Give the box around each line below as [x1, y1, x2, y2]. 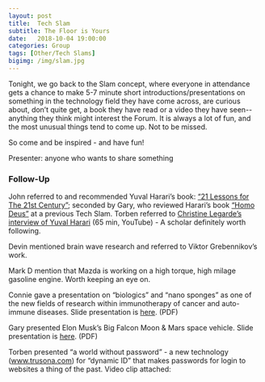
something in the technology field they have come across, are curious [8, 96, 241, 106]
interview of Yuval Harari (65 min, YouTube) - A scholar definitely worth [8, 217, 246, 227]
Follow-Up [8, 173, 50, 184]
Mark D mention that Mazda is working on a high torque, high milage [8, 266, 237, 275]
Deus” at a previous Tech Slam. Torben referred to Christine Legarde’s [8, 209, 242, 219]
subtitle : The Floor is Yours [8, 27, 111, 35]
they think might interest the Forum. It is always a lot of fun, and [39, 113, 251, 123]
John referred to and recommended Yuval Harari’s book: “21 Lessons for [8, 191, 250, 202]
